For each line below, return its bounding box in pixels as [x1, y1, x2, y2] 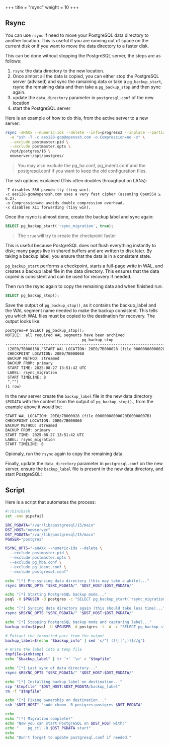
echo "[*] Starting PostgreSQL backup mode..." [5, 592, 107, 597]
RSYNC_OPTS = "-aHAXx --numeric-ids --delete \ [5, 546, 102, 551]
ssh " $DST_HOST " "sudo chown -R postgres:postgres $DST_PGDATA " [5, 702, 143, 708]
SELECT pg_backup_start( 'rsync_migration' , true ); [5, 223, 114, 229]
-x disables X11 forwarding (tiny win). [5, 205, 92, 210]
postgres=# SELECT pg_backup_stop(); [5, 328, 84, 333]
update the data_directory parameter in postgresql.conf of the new [12, 94, 154, 100]
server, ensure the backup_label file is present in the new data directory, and [5, 466, 163, 472]
